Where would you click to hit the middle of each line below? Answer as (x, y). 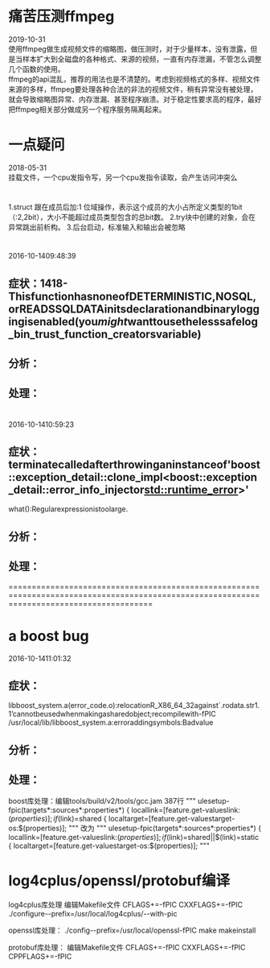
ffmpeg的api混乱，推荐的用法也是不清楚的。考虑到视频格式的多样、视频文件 (135, 79)
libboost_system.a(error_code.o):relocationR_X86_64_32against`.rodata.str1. (134, 705)
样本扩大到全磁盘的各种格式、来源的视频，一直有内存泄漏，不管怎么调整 (142, 59)
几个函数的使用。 (37, 68)
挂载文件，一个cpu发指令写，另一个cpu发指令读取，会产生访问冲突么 (123, 177)
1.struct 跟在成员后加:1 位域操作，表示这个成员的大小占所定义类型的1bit (125, 207)
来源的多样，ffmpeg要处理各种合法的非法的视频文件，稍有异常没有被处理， (133, 89)
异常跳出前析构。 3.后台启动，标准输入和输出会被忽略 (97, 227)
